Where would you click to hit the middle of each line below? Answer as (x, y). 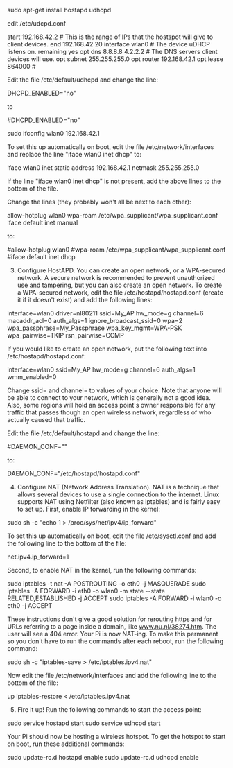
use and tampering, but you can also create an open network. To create (120, 285)
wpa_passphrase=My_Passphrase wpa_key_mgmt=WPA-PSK (95, 328)
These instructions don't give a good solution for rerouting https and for (110, 619)
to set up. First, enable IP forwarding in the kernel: (89, 509)
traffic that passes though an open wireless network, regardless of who (109, 412)
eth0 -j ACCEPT (30, 605)
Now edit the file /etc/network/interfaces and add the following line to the (112, 675)
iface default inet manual (43, 222)
